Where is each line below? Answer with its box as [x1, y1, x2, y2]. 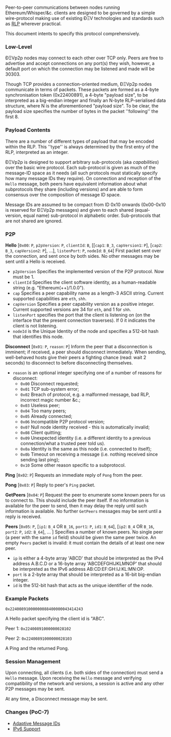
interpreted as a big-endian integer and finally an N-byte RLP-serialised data [5, 97, 166, 104]
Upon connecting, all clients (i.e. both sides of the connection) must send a [5, 669, 163, 676]
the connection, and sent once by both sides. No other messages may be [5, 253, 160, 259]
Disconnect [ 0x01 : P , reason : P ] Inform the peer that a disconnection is [5, 343, 153, 349]
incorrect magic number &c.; [20, 396, 81, 403]
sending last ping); [20, 456, 60, 462]
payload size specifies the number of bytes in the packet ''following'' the [5, 108, 158, 115]
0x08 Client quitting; [20, 429, 62, 435]
